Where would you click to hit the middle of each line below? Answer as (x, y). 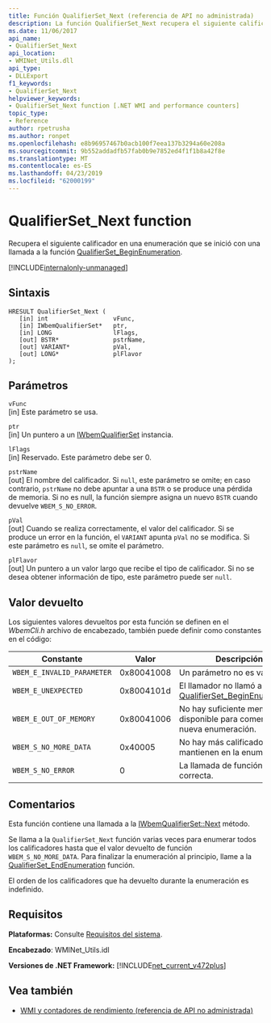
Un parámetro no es (217, 673)
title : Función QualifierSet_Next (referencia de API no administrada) (131, 16)
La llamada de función (221, 765)
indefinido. (26, 890)
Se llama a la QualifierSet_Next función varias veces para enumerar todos (132, 840)
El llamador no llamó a (220, 685)
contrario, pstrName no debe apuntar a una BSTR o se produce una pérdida (130, 488)
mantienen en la (209, 753)
